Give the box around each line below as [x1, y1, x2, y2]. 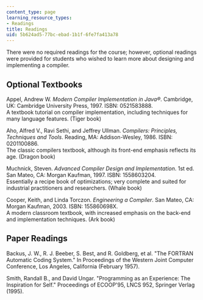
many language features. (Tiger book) [6, 114, 102, 122]
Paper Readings [6, 233, 68, 244]
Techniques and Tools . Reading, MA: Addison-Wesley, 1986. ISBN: [6, 133, 173, 141]
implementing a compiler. [6, 62, 70, 69]
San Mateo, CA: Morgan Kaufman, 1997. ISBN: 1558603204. [6, 171, 157, 178]
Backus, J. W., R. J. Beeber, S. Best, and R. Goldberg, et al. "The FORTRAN [6, 249, 194, 257]
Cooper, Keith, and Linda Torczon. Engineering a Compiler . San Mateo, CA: [6, 196, 194, 203]
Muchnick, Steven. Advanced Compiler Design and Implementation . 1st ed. [6, 165, 194, 172]
